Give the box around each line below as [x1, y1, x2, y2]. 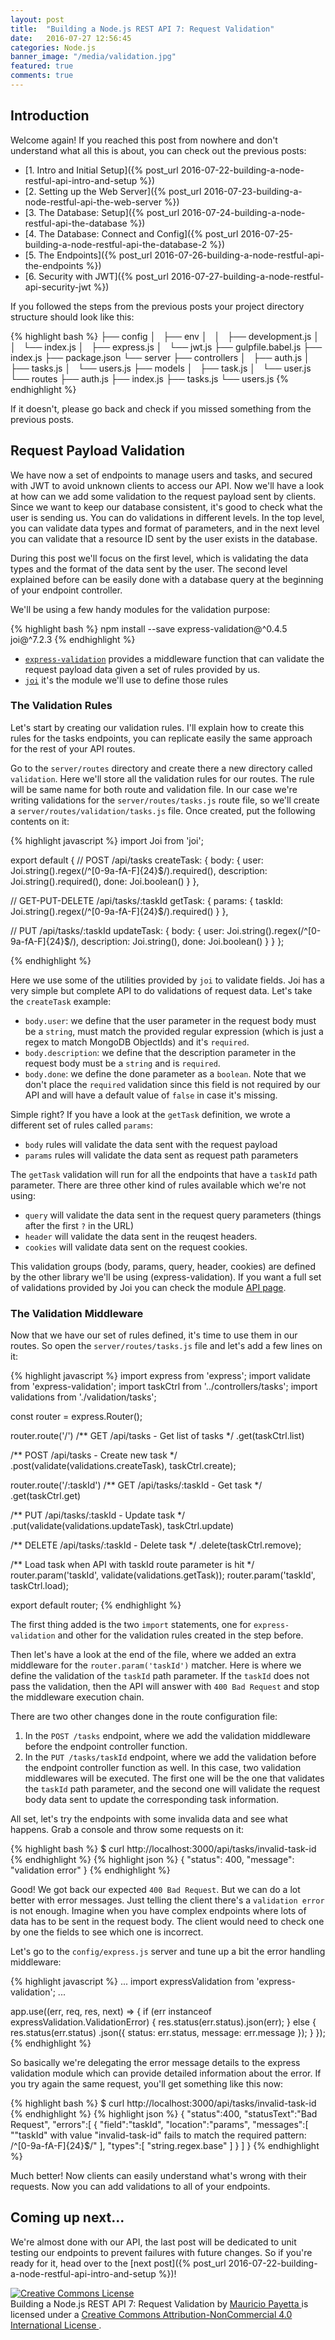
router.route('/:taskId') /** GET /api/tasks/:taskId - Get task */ [10, 1479, 263, 1491]
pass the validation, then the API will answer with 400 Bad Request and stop [10, 1681, 320, 1693]
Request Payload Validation [10, 442, 186, 460]
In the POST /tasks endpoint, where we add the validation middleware [24, 1730, 311, 1742]
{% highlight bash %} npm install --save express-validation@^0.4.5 [10, 622, 288, 635]
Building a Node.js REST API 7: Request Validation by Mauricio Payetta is [10, 2297, 309, 2310]
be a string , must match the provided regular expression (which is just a [24, 1025, 324, 1037]
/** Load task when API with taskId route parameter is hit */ [10, 1559, 255, 1571]
